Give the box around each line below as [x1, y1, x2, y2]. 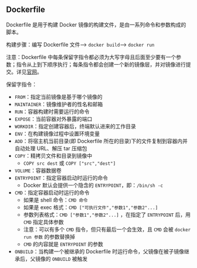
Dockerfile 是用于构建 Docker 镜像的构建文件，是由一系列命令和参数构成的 [6, 21, 186, 28]
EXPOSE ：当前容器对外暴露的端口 [14, 115, 93, 123]
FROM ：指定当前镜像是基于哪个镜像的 [14, 93, 103, 100]
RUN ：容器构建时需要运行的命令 [14, 108, 90, 115]
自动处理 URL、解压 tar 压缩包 [14, 144, 87, 152]
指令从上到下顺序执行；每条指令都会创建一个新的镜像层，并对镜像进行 [16, 61, 186, 68]
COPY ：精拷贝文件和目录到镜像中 [14, 152, 93, 159]
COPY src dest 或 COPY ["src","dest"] [23, 159, 116, 167]
